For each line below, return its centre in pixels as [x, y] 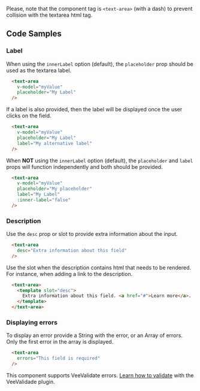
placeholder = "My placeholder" [55, 189]
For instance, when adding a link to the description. [69, 274]
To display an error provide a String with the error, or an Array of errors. [94, 335]
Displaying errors [32, 323]
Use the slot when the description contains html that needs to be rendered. [99, 267]
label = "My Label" [39, 195]
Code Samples [34, 34]
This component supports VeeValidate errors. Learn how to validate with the [100, 375]
